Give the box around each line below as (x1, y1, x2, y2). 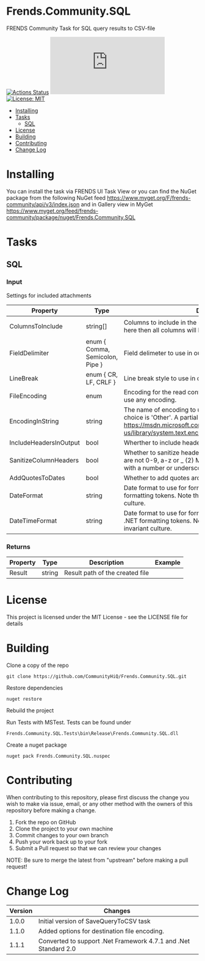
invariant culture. (123, 524, 172, 532)
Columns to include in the (123, 318, 197, 326)
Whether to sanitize (123, 448, 180, 457)
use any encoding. (123, 395, 177, 404)
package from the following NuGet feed (6, 194, 106, 202)
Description (89, 559, 124, 567)
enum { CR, (85, 370, 118, 379)
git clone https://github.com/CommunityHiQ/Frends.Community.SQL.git (6, 673, 187, 679)
